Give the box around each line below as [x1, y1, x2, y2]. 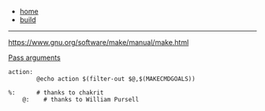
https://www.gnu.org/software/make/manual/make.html [8, 38, 189, 46]
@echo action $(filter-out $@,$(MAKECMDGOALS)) [36, 75, 196, 83]
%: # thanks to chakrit [8, 89, 104, 97]
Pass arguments [8, 53, 61, 62]
